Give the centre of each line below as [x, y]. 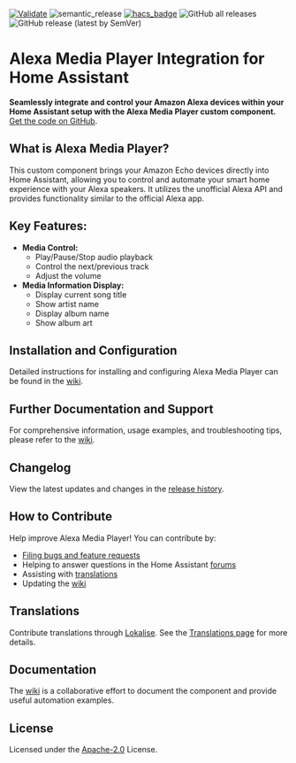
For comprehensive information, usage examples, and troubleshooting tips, [146, 430]
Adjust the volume [68, 275]
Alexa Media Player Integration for [137, 59]
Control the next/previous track [92, 266]
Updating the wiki [54, 583]
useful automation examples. [62, 700]
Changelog [40, 468]
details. [23, 642]
